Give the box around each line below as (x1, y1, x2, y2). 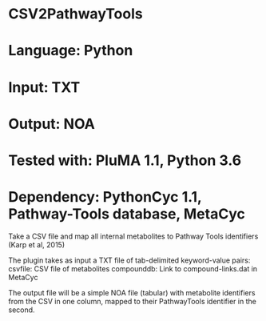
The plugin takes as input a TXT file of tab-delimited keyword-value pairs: (8, 255, 251, 265)
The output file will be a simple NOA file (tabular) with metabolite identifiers (8, 287, 256, 297)
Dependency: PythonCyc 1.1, (8, 188, 202, 207)
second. (8, 305, 35, 315)
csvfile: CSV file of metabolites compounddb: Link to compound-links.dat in (8, 263, 258, 273)
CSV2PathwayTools (8, 5, 143, 23)
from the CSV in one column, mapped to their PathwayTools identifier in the (8, 296, 257, 306)
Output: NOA (8, 114, 96, 133)
